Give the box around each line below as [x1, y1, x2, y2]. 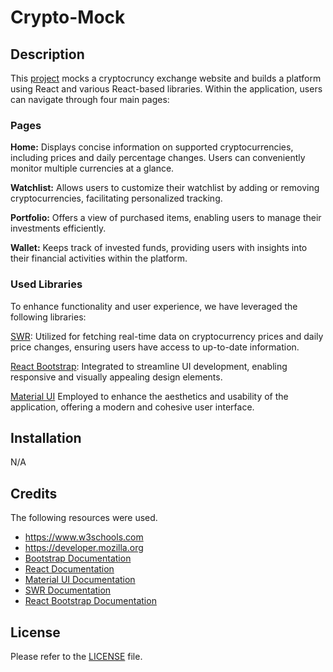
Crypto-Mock [10, 6, 126, 29]
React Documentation [24, 563, 115, 575]
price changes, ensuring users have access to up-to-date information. [10, 341, 300, 353]
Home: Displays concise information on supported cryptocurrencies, [10, 141, 294, 153]
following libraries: [10, 311, 87, 323]
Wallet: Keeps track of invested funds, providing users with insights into [10, 242, 308, 254]
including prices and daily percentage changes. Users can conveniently [10, 152, 306, 164]
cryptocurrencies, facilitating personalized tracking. [10, 192, 223, 205]
